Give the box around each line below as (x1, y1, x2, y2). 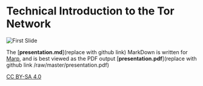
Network (6, 17, 52, 31)
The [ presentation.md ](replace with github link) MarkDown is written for (6, 48, 188, 55)
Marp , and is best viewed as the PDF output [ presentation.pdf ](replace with (6, 55, 197, 62)
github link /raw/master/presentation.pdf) (6, 61, 110, 69)
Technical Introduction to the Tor (6, 4, 175, 18)
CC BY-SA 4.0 (6, 73, 42, 80)
